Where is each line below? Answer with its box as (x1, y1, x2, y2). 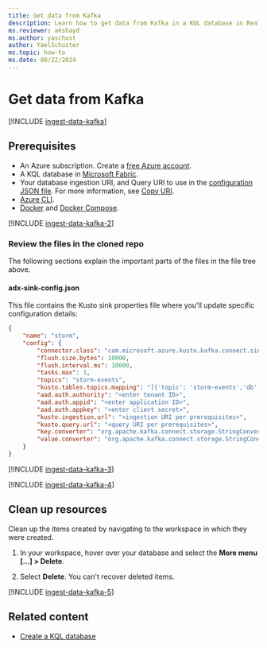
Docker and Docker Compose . (19, 203, 119, 212)
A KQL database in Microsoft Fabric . (19, 169, 139, 179)
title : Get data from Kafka (8, 11, 102, 20)
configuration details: (8, 309, 78, 319)
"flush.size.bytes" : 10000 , (37, 354, 130, 362)
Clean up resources (8, 502, 107, 517)
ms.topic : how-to (8, 49, 66, 56)
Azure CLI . (19, 194, 55, 204)
